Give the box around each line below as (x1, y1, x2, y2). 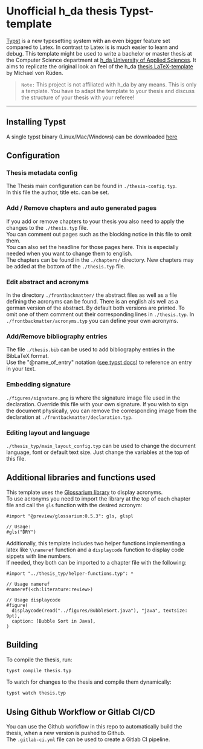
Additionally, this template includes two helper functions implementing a (6, 539, 185, 546)
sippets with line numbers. (6, 552, 72, 560)
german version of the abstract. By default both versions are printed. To (6, 304, 185, 312)
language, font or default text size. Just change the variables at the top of (6, 449, 189, 456)
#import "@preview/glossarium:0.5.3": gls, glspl (6, 513, 134, 519)
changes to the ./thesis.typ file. (6, 224, 89, 231)
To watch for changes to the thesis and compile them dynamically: (6, 678, 172, 686)
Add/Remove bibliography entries (6, 332, 108, 340)
